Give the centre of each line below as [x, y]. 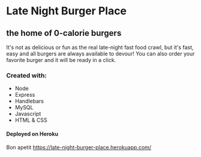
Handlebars [29, 101]
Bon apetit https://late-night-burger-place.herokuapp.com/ [79, 147]
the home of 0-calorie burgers [64, 33]
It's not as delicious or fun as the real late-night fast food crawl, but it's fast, [100, 47]
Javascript [28, 114]
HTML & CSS [31, 120]
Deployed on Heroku [32, 134]
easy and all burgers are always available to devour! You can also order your [100, 54]
